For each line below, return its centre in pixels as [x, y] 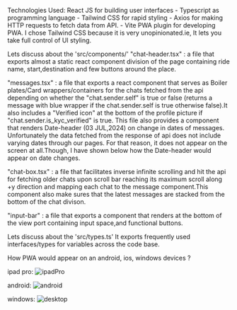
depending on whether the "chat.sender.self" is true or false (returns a [110, 98]
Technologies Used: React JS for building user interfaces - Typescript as [113, 10]
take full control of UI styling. [50, 40]
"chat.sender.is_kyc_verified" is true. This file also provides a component [113, 120]
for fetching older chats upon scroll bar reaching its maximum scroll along [115, 179]
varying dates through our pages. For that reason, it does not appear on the [117, 143]
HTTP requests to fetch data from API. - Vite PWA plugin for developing [111, 25]
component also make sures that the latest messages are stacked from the [116, 194]
